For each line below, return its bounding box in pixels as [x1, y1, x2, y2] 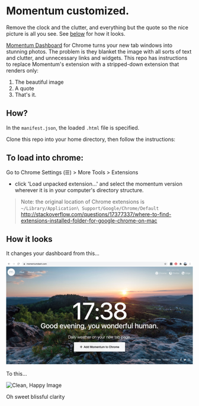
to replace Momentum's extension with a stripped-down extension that [6, 61, 179, 68]
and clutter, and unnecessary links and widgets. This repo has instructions [6, 54, 188, 61]
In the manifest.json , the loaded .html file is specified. [6, 124, 140, 131]
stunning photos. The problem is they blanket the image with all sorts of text [6, 48, 192, 55]
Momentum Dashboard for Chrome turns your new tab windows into [6, 42, 173, 49]
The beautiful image [14, 78, 64, 86]
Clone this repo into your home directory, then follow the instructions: [6, 136, 176, 143]
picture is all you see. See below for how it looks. [6, 30, 126, 37]
